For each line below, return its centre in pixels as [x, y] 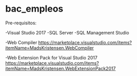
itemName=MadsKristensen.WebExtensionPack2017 [61, 68]
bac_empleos [34, 9]
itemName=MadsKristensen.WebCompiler [50, 48]
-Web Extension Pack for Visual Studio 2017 [51, 58]
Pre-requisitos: [21, 23]
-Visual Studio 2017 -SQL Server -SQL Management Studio [67, 32]
